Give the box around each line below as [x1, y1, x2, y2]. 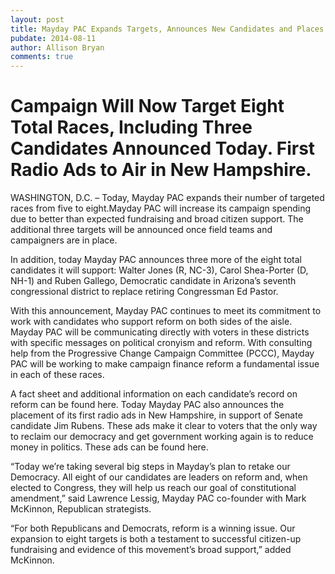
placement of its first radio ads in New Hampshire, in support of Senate [10, 409, 303, 421]
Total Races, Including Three [10, 116, 253, 139]
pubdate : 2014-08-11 [10, 33, 97, 43]
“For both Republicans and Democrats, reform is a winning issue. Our [10, 522, 296, 535]
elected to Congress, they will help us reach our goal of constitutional [10, 482, 297, 494]
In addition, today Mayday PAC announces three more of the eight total [10, 254, 302, 266]
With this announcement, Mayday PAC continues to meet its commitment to [10, 305, 322, 317]
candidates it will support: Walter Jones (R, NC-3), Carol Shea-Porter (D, [10, 264, 309, 276]
